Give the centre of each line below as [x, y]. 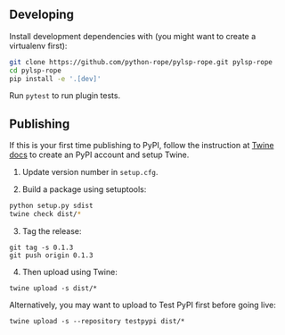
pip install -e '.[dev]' [55, 79]
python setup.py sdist [51, 206]
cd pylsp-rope [36, 71]
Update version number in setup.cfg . [90, 172]
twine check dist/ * [45, 214]
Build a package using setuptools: [84, 189]
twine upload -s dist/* [53, 289]
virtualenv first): [38, 46]
